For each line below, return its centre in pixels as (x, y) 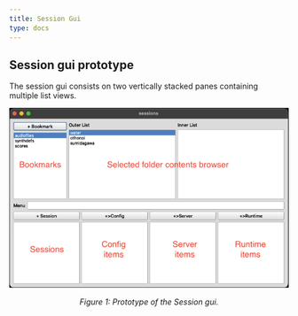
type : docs (29, 28)
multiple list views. (43, 96)
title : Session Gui (45, 19)
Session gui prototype (72, 65)
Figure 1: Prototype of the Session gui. (149, 302)
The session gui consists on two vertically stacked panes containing (134, 86)
